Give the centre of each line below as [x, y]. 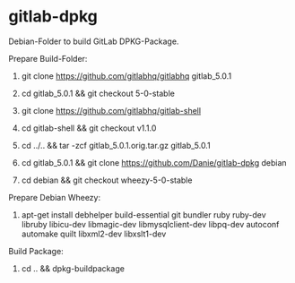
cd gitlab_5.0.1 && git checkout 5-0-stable [98, 93]
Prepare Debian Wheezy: [54, 197]
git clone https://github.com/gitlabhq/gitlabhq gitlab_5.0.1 [126, 76]
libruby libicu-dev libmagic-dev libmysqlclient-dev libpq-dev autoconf [150, 224]
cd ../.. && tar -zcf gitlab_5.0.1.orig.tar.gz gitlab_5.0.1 [116, 145]
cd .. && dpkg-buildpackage [73, 268]
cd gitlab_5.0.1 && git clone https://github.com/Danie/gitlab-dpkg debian [154, 162]
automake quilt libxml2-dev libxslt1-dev [94, 234]
